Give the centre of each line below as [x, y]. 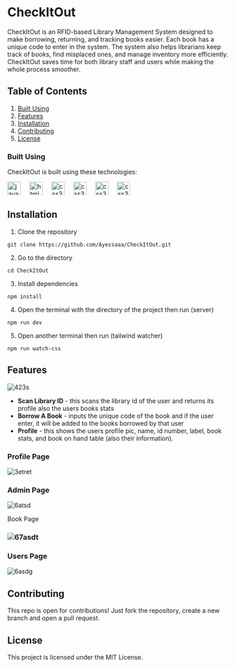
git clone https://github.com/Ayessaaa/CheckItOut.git [89, 245]
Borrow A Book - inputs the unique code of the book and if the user [115, 416]
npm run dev [25, 322]
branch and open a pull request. [53, 618]
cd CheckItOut [28, 271]
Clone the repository [47, 231]
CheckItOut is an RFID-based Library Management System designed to [110, 32]
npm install [25, 297]
